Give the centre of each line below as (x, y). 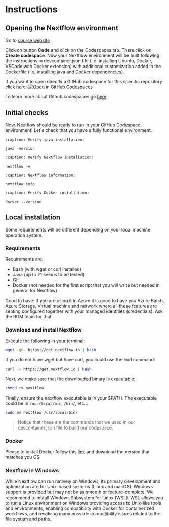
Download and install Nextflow (44, 330)
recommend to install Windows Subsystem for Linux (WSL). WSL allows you (84, 498)
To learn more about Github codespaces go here (56, 97)
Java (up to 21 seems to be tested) (49, 274)
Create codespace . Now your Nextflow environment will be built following (82, 55)
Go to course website (28, 40)
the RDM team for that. (29, 316)
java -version (20, 148)
